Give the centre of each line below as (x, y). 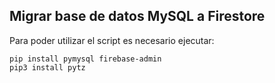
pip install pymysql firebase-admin (85, 59)
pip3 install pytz (47, 67)
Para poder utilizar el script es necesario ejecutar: (112, 40)
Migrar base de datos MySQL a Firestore (137, 16)
